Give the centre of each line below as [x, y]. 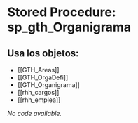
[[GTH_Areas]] [38, 70]
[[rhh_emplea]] [39, 100]
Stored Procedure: [62, 12]
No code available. [34, 114]
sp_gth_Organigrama [69, 27]
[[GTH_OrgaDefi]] [43, 77]
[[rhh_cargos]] [38, 92]
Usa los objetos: [43, 53]
